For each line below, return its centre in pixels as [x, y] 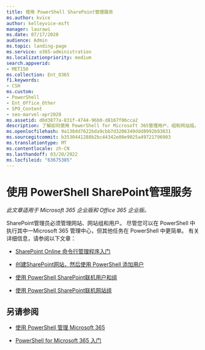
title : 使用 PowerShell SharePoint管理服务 [60, 12]
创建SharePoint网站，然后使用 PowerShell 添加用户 [80, 264]
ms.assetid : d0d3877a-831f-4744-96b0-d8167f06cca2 [72, 120]
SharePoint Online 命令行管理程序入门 [63, 251]
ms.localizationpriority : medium [49, 58]
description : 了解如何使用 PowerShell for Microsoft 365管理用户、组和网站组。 [102, 126]
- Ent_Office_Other [31, 103]
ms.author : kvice [28, 18]
